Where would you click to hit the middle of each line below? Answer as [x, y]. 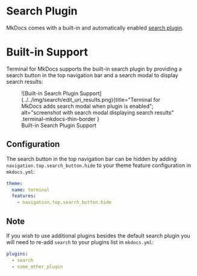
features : [24, 196]
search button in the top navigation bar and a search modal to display [92, 75]
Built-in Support [47, 52]
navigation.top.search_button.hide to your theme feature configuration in [99, 165]
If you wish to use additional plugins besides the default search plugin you [98, 236]
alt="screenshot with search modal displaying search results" [98, 112]
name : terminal [31, 190]
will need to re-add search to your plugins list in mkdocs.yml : [80, 242]
